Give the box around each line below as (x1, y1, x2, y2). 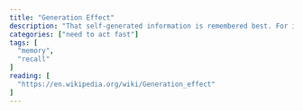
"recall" (17, 55, 50, 64)
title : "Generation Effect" (9, 13, 115, 22)
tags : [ (9, 38, 39, 47)
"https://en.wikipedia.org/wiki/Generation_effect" (17, 80, 216, 89)
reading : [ (9, 72, 50, 81)
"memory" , (17, 47, 54, 55)
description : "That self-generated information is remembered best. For (9, 21, 289, 30)
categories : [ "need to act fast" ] (9, 30, 140, 38)
